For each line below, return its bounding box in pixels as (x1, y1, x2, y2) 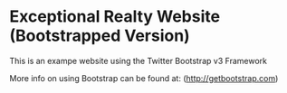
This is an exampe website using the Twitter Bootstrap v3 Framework (9, 55, 267, 66)
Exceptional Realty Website (9, 6, 220, 27)
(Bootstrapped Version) (9, 25, 190, 46)
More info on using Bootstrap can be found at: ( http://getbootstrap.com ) (9, 72, 279, 83)
